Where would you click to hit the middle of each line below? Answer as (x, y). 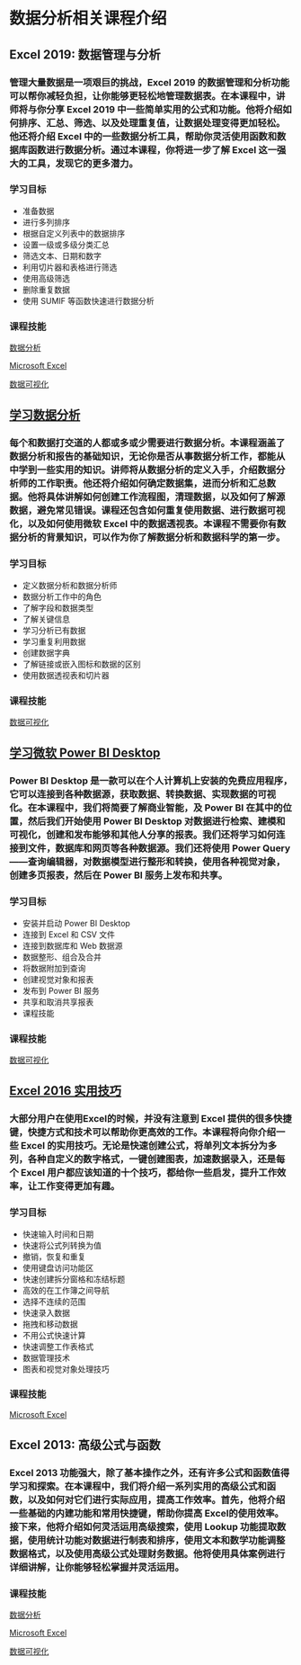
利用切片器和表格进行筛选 (70, 267)
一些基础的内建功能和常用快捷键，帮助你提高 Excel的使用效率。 (147, 1514)
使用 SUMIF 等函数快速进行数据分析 (88, 300)
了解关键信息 (46, 619)
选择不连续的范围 (54, 1302)
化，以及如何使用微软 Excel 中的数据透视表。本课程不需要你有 (143, 524)
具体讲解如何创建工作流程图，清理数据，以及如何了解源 (166, 497)
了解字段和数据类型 (58, 607)
